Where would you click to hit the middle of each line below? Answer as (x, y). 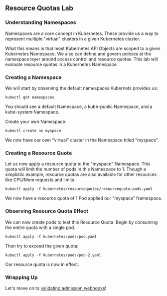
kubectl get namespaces (30, 97)
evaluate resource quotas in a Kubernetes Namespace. (62, 64)
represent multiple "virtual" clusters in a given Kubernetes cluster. (73, 38)
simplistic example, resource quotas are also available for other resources (81, 174)
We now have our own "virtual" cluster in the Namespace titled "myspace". (82, 140)
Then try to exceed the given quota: (42, 246)
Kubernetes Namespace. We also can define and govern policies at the (78, 53)
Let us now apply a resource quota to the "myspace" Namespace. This (78, 164)
